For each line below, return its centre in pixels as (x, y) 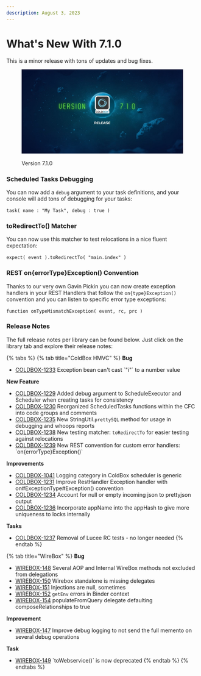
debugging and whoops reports (55, 425)
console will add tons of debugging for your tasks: (69, 199)
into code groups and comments (56, 413)
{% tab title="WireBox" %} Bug (45, 556)
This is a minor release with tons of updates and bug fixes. (80, 60)
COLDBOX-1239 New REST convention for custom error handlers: (97, 445)
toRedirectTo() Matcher (42, 226)
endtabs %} (30, 667)
